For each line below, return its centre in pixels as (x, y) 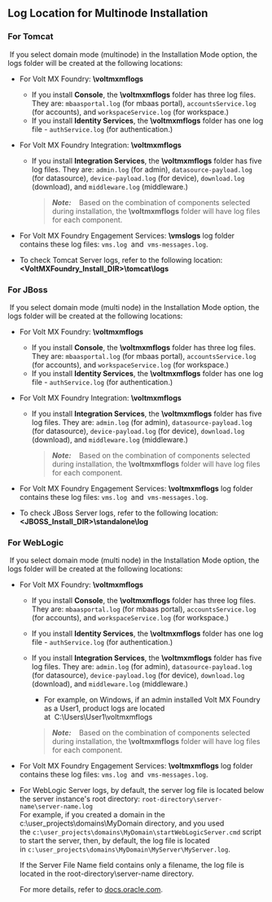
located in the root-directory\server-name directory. (107, 874)
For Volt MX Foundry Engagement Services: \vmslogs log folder (127, 235)
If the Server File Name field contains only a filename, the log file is (132, 865)
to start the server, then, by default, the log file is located (114, 841)
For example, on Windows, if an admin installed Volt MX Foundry (152, 700)
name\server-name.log (56, 807)
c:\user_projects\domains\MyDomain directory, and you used (122, 823)
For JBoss (28, 290)
